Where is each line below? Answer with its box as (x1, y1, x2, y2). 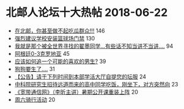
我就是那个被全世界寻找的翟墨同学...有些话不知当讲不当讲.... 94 (14, 42, 174, 50)
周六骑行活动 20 (14, 96, 56, 103)
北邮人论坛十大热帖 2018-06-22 (6, 6, 168, 20)
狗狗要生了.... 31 (14, 65, 56, 72)
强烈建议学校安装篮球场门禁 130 (14, 34, 95, 42)
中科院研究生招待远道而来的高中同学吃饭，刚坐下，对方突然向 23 (14, 80, 178, 88)
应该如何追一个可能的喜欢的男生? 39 (14, 58, 106, 65)
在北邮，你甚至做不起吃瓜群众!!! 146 (14, 27, 105, 34)
